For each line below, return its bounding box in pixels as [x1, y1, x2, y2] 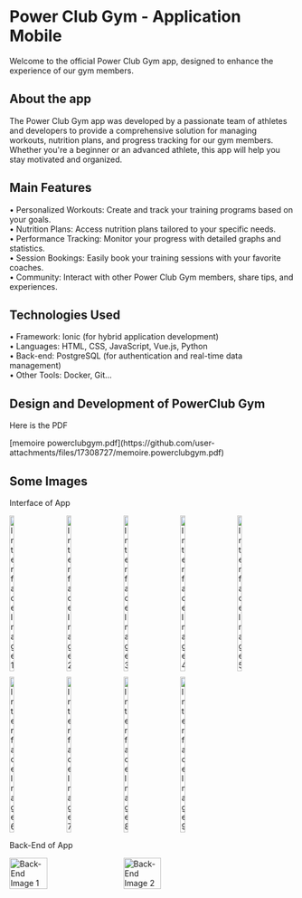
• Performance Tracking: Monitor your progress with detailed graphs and [9, 233, 282, 244]
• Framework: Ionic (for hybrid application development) [9, 331, 220, 342]
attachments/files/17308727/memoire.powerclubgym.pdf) [9, 447, 224, 458]
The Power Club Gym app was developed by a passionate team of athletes [9, 115, 288, 126]
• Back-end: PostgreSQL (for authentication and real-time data [9, 350, 243, 361]
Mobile [9, 25, 62, 46]
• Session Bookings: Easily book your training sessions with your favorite [9, 252, 282, 263]
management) [9, 360, 61, 371]
